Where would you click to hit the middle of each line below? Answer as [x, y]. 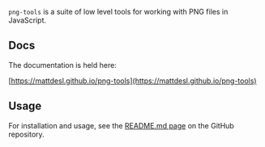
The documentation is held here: [63, 65]
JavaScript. [28, 20]
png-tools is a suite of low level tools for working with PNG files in [118, 12]
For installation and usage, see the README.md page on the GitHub [122, 125]
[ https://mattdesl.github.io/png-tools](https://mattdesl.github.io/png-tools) [132, 81]
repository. [26, 134]
